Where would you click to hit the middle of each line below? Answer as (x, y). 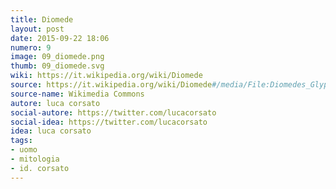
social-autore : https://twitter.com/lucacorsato (113, 112)
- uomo (24, 150)
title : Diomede (42, 19)
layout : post (37, 29)
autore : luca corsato (55, 103)
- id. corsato (40, 168)
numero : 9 (31, 47)
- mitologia (35, 159)
